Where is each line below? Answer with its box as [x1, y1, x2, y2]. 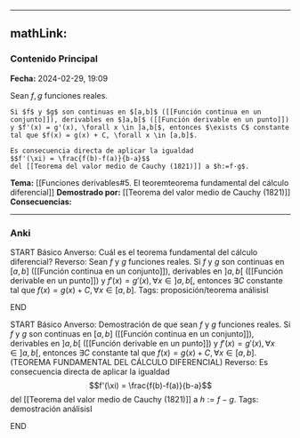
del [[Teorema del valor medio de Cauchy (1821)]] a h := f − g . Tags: [10, 394, 259, 404]
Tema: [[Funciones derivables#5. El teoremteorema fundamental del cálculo [10, 177, 289, 187]
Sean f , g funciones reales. [10, 90, 108, 100]
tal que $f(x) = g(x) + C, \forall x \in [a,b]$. [10, 131, 199, 139]
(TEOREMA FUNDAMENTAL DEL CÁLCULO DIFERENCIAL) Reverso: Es [10, 356, 269, 367]
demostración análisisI [10, 403, 93, 414]
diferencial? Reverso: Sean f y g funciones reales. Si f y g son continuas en [10, 256, 285, 267]
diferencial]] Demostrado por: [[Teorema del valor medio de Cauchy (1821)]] [10, 187, 291, 197]
